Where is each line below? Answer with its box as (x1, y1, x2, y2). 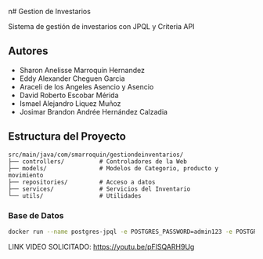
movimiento (8, 171, 44, 179)
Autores (8, 45, 49, 58)
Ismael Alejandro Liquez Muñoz (19, 98, 121, 108)
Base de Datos (8, 210, 64, 221)
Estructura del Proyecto (8, 129, 127, 144)
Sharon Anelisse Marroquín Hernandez (19, 65, 145, 75)
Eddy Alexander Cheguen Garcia (19, 74, 125, 83)
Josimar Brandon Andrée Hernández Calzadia (19, 107, 168, 116)
